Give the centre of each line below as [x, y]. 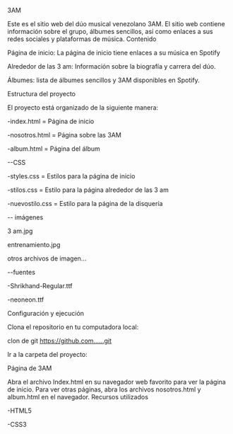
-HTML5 [19, 411]
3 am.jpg [20, 231]
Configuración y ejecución [46, 313]
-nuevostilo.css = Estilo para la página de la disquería [85, 204]
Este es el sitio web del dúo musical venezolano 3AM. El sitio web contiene [116, 24]
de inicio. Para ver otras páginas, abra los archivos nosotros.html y [104, 389]
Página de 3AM [30, 368]
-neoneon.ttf [26, 299]
